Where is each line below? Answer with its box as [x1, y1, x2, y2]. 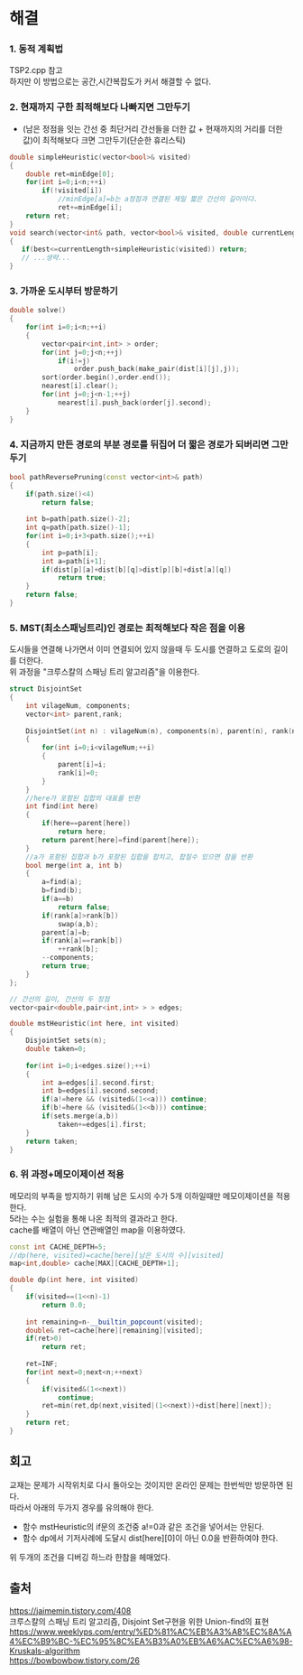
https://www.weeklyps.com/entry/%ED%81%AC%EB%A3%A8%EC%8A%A [9, 1626, 292, 1637]
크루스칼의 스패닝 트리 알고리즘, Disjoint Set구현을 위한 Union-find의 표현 [9, 1615, 270, 1626]
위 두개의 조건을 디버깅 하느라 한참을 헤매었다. [9, 1551, 171, 1562]
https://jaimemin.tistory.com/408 [9, 1605, 132, 1616]
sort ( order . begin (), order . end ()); [41, 373, 171, 382]
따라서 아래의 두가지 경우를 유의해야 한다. [9, 1502, 154, 1512]
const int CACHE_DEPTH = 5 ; [9, 1242, 106, 1252]
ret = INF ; [25, 1360, 59, 1369]
